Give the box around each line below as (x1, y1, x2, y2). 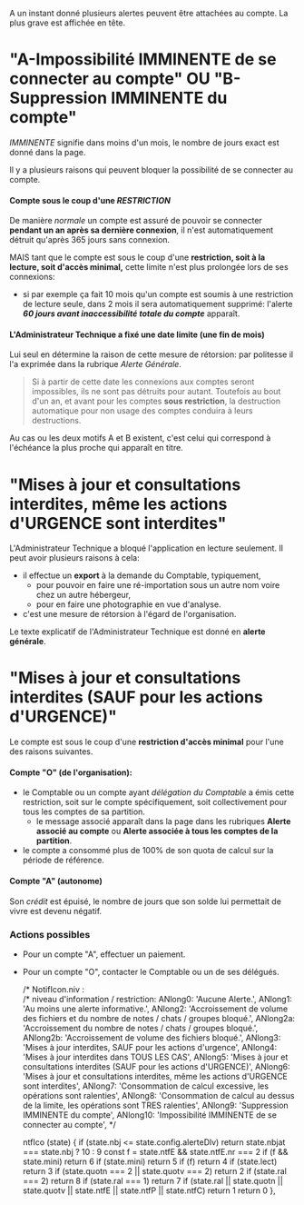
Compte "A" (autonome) (9, 876, 103, 887)
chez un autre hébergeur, (35, 590, 132, 601)
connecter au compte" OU (9, 68, 211, 89)
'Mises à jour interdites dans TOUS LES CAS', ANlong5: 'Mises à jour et (22, 1051, 289, 1062)
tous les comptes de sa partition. (22, 806, 145, 817)
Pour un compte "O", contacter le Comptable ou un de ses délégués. (22, 966, 279, 977)
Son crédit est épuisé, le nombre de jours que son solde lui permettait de (9, 895, 281, 907)
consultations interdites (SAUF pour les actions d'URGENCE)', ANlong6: (22, 1061, 290, 1071)
